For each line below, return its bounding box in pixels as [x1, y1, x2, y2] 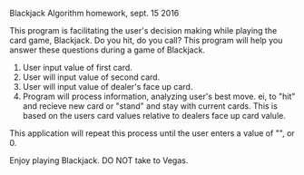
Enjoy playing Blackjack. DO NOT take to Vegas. [9, 155, 189, 166]
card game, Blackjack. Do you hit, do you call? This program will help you [9, 35, 283, 45]
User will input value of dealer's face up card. [22, 82, 193, 92]
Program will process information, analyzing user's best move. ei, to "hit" [22, 91, 296, 102]
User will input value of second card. [22, 72, 161, 83]
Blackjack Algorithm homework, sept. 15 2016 [9, 8, 180, 18]
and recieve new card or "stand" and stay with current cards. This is [22, 101, 279, 112]
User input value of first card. [22, 63, 133, 73]
